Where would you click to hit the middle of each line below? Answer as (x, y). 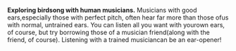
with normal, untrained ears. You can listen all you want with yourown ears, (116, 25)
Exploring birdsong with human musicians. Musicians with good (102, 10)
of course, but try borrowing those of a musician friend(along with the (108, 32)
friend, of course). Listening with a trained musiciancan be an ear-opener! (114, 40)
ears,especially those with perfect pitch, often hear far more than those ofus (118, 17)
